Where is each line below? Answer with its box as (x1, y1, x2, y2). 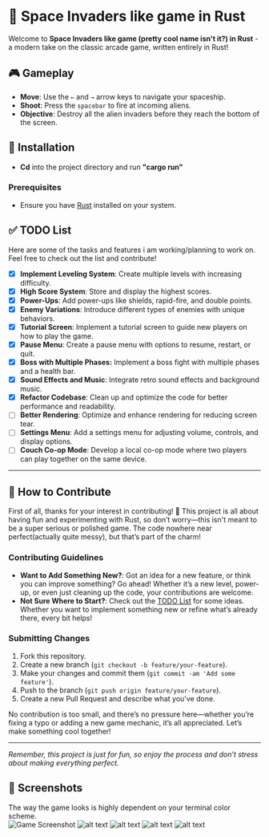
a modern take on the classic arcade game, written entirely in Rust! (8, 42, 229, 51)
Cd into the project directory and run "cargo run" (19, 162, 183, 172)
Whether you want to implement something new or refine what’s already (19, 604, 258, 614)
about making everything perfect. (8, 758, 119, 767)
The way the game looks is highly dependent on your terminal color (8, 802, 231, 812)
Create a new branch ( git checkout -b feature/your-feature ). (19, 660, 228, 669)
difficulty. (19, 278, 51, 287)
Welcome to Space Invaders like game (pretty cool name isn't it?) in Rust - (8, 34, 259, 43)
